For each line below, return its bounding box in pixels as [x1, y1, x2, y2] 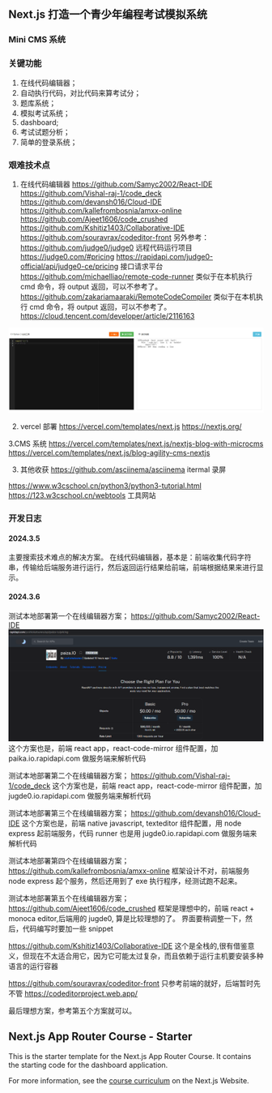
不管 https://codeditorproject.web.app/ [8, 988, 138, 998]
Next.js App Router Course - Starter [8, 1030, 193, 1044]
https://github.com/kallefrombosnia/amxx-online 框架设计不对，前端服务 [8, 866, 250, 876]
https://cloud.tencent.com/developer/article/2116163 [19, 311, 195, 320]
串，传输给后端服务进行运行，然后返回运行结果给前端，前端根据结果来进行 [8, 563, 257, 572]
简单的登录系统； [19, 137, 78, 147]
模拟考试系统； [19, 108, 70, 118]
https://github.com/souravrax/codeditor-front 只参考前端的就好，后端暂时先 [8, 978, 261, 988]
